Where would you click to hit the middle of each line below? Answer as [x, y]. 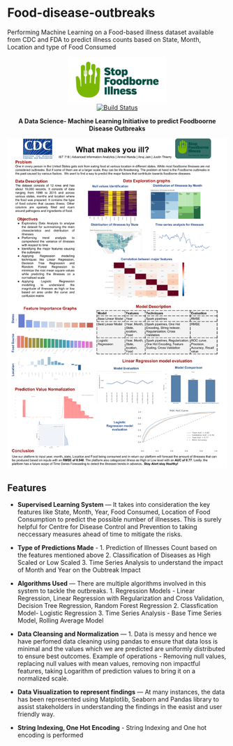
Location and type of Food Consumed [62, 47]
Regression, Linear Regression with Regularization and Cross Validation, [121, 598]
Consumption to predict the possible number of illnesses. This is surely [119, 519]
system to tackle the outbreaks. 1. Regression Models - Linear [106, 591]
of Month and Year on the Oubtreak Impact [79, 570]
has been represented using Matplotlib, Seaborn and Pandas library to [118, 699]
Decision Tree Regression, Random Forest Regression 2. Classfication [118, 605]
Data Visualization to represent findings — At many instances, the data [121, 692]
